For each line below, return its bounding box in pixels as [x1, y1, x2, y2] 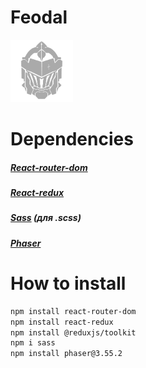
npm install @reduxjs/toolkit [10, 327, 137, 338]
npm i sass [10, 338, 56, 348]
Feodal [10, 6, 68, 29]
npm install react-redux [10, 317, 114, 327]
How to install [10, 272, 127, 295]
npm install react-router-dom [10, 306, 137, 316]
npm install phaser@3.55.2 [10, 349, 123, 359]
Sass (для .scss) [10, 212, 82, 224]
